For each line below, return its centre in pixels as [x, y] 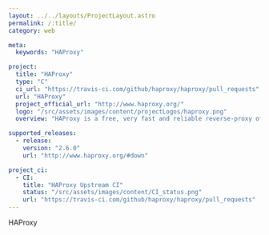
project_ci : [28, 170]
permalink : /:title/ [43, 23]
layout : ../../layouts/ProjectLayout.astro [82, 16]
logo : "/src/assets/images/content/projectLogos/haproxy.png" [121, 112]
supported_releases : [43, 133]
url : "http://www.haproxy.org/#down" [86, 155]
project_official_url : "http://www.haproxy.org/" [100, 104]
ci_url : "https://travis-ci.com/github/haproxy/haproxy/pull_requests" [138, 89]
